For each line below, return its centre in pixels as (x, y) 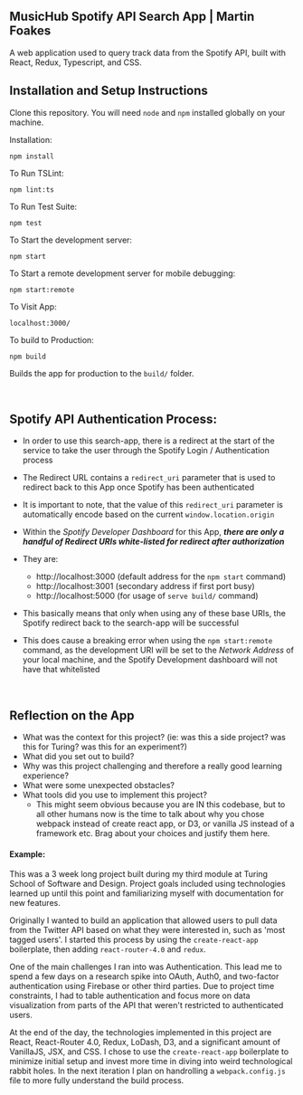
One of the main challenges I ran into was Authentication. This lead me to (146, 967)
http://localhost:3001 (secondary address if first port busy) (145, 586)
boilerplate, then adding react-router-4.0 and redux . (108, 949)
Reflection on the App (72, 715)
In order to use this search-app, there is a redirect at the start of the (148, 441)
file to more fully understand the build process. (97, 1081)
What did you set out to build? (78, 757)
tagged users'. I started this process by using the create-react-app (134, 940)
